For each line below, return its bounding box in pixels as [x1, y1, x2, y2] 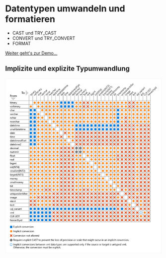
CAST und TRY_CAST [12, 30, 57, 36]
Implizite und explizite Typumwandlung [5, 64, 130, 73]
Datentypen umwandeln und [5, 3, 125, 14]
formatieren [5, 13, 56, 25]
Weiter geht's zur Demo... [5, 50, 58, 56]
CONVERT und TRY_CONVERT [12, 35, 76, 41]
